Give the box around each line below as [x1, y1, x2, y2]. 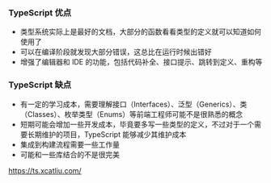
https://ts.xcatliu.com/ [8, 165, 83, 175]
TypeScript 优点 [8, 6, 72, 18]
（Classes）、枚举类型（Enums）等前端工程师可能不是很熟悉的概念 [19, 109, 243, 119]
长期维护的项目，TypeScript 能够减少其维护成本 [27, 129, 187, 139]
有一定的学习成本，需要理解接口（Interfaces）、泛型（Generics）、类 [19, 99, 248, 109]
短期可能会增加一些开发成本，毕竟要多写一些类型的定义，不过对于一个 [19, 119, 255, 129]
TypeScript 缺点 [8, 79, 72, 90]
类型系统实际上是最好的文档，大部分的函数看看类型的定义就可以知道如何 [19, 27, 261, 37]
